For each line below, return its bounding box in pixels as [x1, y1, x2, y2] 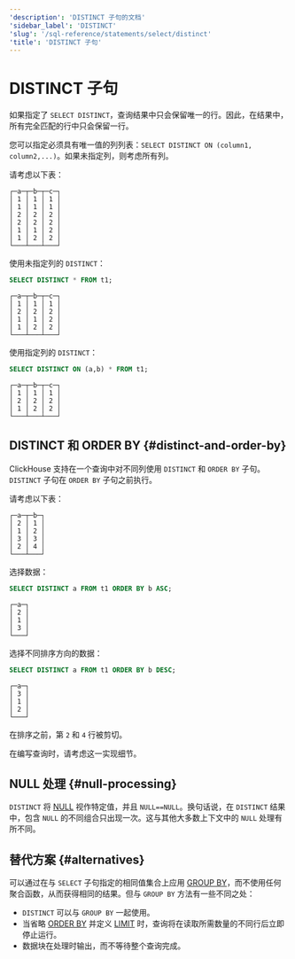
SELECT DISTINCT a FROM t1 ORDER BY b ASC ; [9, 584, 173, 593]
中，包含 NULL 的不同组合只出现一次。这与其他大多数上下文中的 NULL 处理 [9, 813, 276, 823]
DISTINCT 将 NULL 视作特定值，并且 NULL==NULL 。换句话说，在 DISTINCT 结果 [9, 801, 286, 812]
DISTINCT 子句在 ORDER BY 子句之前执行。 [9, 474, 158, 485]
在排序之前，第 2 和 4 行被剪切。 [9, 729, 128, 740]
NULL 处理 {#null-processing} [9, 776, 177, 791]
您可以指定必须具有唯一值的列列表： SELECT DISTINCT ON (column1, [9, 139, 252, 151]
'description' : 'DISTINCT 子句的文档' [9, 12, 146, 22]
